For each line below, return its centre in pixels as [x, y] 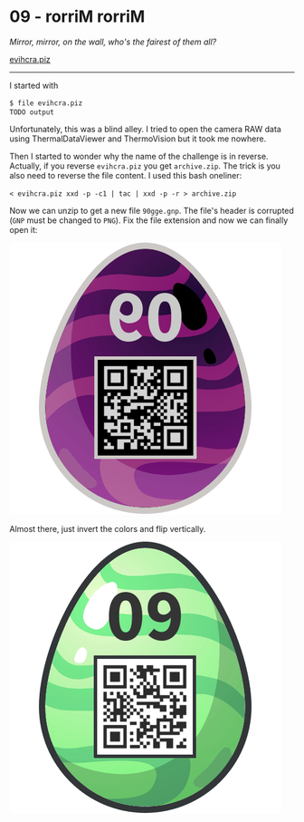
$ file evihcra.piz [46, 103]
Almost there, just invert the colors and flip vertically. [108, 528]
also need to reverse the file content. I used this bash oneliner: [126, 175]
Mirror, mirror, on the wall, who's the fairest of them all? [113, 42]
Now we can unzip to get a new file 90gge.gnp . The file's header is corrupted [152, 210]
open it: [24, 229]
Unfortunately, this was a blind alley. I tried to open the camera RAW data [146, 129]
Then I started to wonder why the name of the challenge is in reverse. [139, 156]
